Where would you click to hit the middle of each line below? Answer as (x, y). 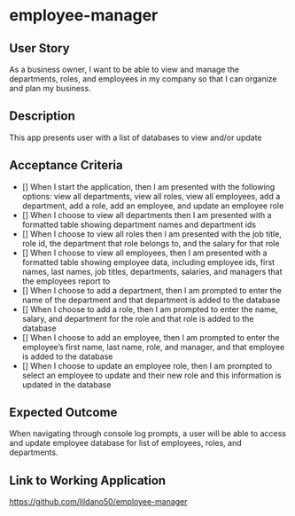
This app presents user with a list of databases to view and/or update (136, 137)
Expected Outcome (63, 413)
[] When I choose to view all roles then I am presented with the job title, (151, 234)
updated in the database (66, 384)
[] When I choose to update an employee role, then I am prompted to (147, 365)
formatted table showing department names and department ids (139, 224)
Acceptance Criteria (66, 165)
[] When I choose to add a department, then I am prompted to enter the (151, 290)
